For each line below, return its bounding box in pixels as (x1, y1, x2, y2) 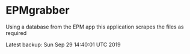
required (5, 29, 27, 36)
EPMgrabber (5, 4, 70, 17)
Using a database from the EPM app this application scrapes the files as (5, 23, 184, 30)
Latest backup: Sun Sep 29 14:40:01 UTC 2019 (5, 41, 121, 48)
